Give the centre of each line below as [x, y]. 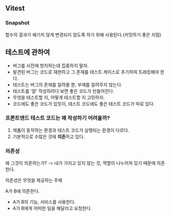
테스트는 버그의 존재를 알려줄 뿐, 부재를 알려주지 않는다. [67, 85]
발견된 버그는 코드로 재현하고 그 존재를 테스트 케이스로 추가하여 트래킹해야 [86, 72]
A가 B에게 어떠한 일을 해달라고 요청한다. [52, 208]
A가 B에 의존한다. [23, 191]
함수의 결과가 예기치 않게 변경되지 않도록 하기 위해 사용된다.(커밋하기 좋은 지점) [83, 35]
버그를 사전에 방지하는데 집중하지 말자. [50, 65]
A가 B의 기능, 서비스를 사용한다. [44, 202]
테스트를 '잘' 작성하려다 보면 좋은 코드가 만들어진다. [63, 91]
